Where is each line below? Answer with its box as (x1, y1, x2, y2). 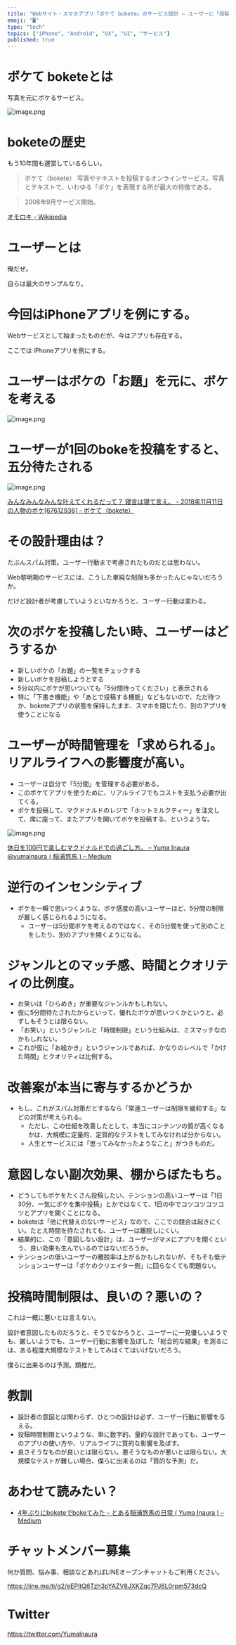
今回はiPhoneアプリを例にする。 (7, 307, 197, 323)
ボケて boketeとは (7, 69, 114, 85)
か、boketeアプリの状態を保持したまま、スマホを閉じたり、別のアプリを (17, 701, 228, 710)
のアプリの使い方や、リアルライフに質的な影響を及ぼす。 (17, 1439, 183, 1447)
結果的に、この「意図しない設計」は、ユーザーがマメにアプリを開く (17, 1235, 215, 1243)
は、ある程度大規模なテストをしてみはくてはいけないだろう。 (7, 1346, 185, 1355)
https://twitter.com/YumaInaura (7, 1630, 98, 1638)
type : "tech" (7, 23, 46, 30)
